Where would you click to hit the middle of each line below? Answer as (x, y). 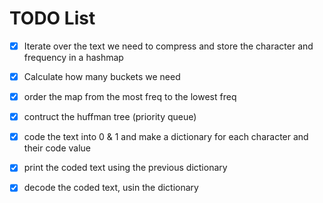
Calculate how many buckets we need (102, 76)
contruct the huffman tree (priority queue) (110, 117)
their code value (57, 148)
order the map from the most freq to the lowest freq (130, 97)
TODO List (52, 18)
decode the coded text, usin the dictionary (111, 188)
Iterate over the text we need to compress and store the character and (168, 46)
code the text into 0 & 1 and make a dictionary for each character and (166, 137)
